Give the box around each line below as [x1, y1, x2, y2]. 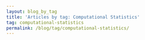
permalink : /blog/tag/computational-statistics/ [6, 25, 129, 31]
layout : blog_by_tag [6, 8, 58, 15]
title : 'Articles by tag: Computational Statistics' [6, 14, 140, 20]
